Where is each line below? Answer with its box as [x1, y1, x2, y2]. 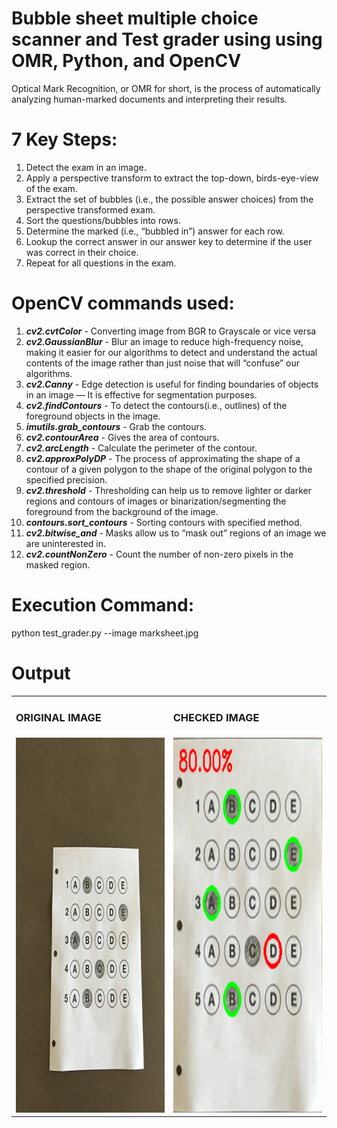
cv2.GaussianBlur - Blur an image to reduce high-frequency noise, [25, 335, 304, 347]
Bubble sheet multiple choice [11, 7, 259, 30]
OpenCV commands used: [11, 292, 235, 315]
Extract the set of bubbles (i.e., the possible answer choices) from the [25, 193, 314, 205]
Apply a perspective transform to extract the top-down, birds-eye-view [25, 172, 319, 184]
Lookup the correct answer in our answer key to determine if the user [25, 235, 313, 247]
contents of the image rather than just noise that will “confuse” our [25, 357, 300, 369]
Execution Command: [11, 594, 195, 616]
